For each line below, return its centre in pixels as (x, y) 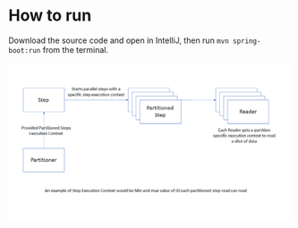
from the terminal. (76, 49)
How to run (50, 16)
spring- (247, 41)
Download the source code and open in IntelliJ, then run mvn (119, 40)
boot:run (25, 50)
